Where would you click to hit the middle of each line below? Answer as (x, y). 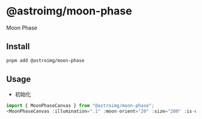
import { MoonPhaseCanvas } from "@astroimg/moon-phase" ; (80, 106)
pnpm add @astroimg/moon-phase (45, 60)
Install (18, 47)
